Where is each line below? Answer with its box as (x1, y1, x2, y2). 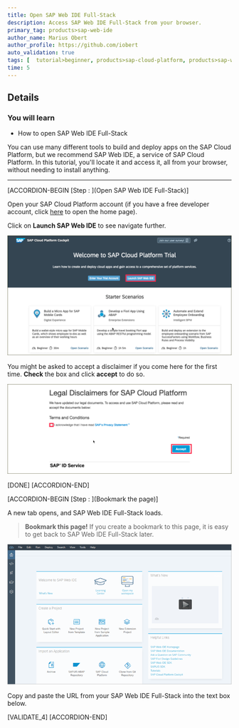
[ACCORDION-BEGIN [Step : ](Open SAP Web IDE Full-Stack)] (7, 186, 189, 195)
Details (7, 91, 39, 103)
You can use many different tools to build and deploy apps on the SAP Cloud (7, 143, 231, 151)
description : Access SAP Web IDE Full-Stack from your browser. (7, 19, 202, 26)
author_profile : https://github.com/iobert (7, 41, 139, 49)
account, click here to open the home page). (7, 208, 137, 216)
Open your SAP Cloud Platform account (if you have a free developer (7, 200, 210, 208)
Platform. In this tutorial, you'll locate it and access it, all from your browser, (7, 158, 228, 167)
